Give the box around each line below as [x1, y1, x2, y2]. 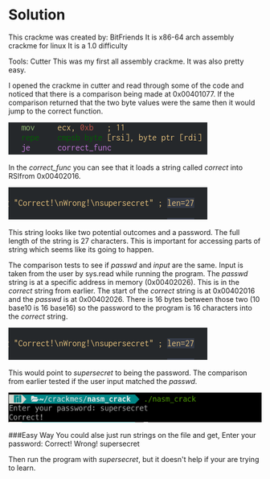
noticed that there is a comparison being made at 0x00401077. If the [8, 89, 235, 98]
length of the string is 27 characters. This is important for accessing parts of [8, 236, 261, 246]
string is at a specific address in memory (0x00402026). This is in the [8, 277, 239, 287]
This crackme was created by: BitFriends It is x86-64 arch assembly [8, 32, 235, 42]
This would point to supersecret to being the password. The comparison [8, 368, 247, 378]
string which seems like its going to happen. [8, 244, 154, 254]
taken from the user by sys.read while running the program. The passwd [8, 268, 248, 279]
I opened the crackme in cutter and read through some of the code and [8, 81, 244, 90]
